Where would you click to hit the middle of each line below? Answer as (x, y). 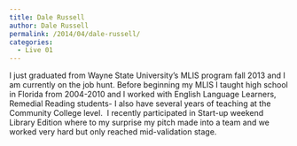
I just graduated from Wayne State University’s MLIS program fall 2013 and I (147, 75)
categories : (31, 42)
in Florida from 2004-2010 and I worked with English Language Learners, (143, 95)
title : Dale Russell (47, 17)
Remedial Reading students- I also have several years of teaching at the (140, 104)
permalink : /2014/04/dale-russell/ (75, 34)
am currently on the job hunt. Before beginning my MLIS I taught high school (148, 85)
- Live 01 (35, 50)
